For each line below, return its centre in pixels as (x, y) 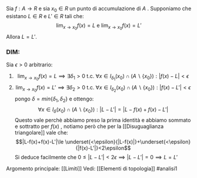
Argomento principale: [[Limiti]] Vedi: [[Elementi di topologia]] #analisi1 (92, 169)
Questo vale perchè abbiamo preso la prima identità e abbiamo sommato (103, 120)
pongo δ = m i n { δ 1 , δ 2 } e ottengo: (54, 100)
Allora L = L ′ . (21, 36)
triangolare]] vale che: (41, 133)
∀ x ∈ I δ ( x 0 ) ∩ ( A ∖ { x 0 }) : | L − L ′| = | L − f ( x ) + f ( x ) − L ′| (103, 110)
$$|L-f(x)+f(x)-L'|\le (40, 142)
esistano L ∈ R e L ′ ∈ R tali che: (45, 16)
